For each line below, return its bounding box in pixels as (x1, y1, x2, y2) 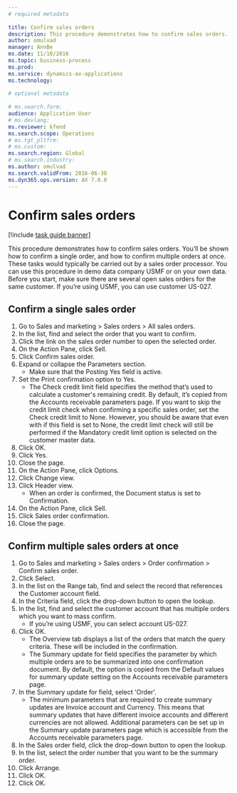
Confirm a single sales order (8, 303, 136, 315)
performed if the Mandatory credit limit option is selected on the (28, 428, 217, 437)
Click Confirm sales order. (18, 353, 95, 361)
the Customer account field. (18, 590, 101, 598)
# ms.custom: (8, 143, 47, 151)
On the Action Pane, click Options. (18, 466, 120, 475)
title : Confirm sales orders (8, 24, 95, 31)
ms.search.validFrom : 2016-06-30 (8, 169, 107, 177)
